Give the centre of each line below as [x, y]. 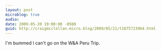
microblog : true [22, 15]
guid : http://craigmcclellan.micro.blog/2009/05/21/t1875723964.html [81, 29]
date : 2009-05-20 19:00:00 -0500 [41, 24]
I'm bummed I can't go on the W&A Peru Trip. [53, 43]
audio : [12, 19]
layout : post [19, 10]
